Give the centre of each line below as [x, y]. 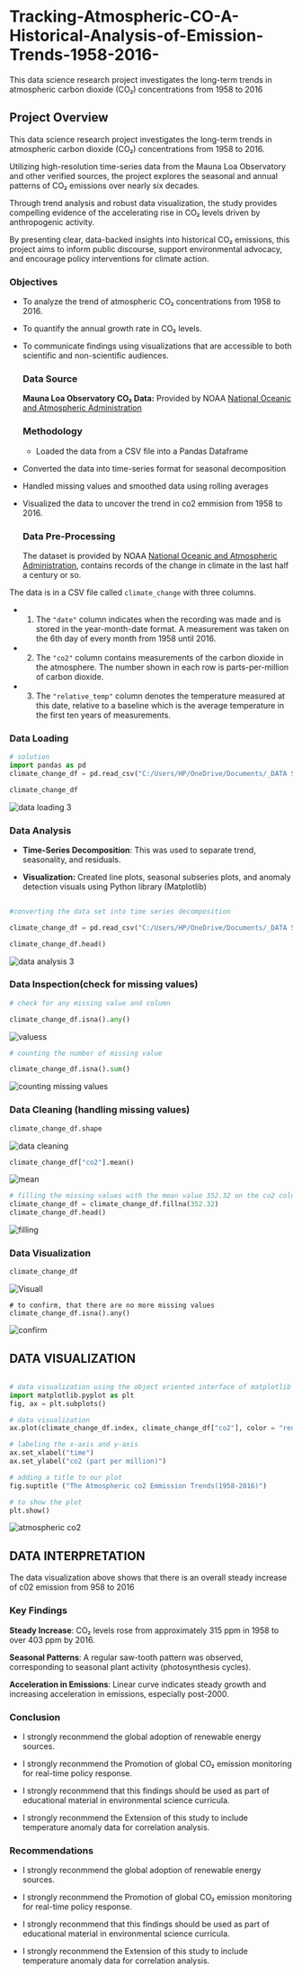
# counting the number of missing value [86, 1053]
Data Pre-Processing [69, 536]
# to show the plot [46, 1502]
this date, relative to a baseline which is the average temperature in [160, 705]
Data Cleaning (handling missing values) [100, 1110]
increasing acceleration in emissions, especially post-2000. [119, 1693]
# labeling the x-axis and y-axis [74, 1445]
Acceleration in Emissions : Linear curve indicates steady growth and [138, 1684]
